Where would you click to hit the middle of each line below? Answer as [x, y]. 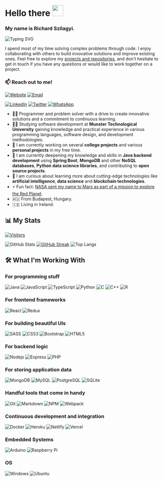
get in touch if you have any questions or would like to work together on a [79, 64]
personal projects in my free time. [46, 150]
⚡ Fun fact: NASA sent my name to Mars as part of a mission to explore [83, 187]
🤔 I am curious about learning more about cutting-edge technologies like [85, 176]
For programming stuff [32, 276]
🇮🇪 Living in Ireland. [33, 204]
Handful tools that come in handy [45, 393]
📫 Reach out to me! [29, 82]
